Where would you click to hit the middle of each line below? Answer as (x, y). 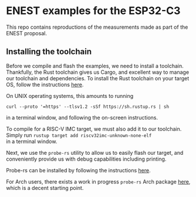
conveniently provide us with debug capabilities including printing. (86, 159)
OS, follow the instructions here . (45, 84)
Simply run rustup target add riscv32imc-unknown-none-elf (79, 135)
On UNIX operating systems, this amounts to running (70, 96)
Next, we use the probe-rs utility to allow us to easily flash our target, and (95, 152)
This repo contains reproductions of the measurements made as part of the (97, 27)
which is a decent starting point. (45, 188)
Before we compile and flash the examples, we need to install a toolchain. (95, 66)
